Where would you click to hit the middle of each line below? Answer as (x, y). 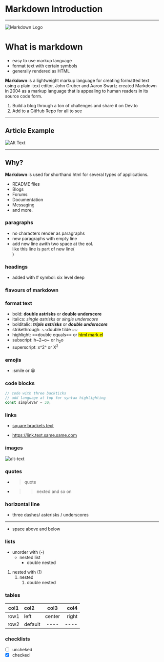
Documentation (28, 199)
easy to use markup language (42, 60)
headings (17, 267)
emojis (13, 360)
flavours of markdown (32, 290)
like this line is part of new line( (43, 249)
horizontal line (22, 504)
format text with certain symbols (45, 66)
